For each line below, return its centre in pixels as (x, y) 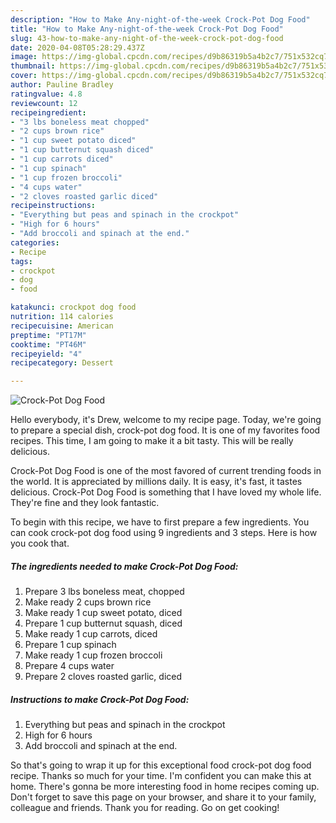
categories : (35, 242)
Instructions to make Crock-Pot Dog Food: (100, 699)
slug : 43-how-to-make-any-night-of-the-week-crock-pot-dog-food (147, 38)
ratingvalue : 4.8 (46, 94)
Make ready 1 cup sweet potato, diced (103, 613)
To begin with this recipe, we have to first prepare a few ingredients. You (160, 522)
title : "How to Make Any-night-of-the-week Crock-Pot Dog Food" (147, 29)
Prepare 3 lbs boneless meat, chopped (104, 592)
